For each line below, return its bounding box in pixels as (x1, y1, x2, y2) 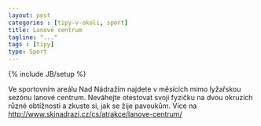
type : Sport (8, 48, 47, 56)
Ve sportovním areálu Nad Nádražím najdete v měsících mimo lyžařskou (8, 85, 241, 94)
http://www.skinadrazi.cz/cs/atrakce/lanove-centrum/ (8, 110, 182, 118)
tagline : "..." (8, 33, 58, 41)
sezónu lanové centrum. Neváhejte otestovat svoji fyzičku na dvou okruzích (8, 93, 253, 102)
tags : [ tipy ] (8, 41, 55, 49)
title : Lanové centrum (8, 26, 83, 34)
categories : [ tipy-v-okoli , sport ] (8, 19, 128, 27)
